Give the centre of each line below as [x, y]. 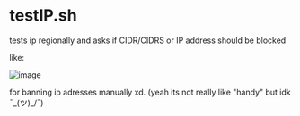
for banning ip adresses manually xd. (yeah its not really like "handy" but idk [150, 92]
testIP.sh [44, 16]
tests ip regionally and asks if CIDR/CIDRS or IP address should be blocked [148, 40]
